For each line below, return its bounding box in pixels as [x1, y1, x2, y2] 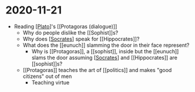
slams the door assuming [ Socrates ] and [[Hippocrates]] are [31, 54, 177, 61]
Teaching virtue [31, 79, 70, 86]
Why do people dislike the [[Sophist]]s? [22, 29, 119, 36]
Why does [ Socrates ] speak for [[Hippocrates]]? [22, 35, 140, 42]
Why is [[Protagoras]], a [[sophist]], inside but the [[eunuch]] [31, 47, 179, 54]
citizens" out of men [22, 73, 72, 80]
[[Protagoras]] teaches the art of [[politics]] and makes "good [22, 66, 172, 73]
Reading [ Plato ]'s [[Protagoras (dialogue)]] [14, 23, 117, 30]
